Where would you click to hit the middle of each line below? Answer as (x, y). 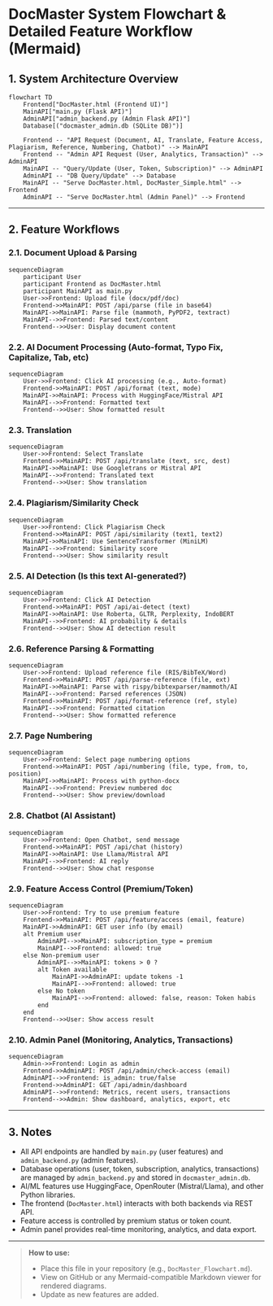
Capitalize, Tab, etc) (49, 357)
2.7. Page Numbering (50, 736)
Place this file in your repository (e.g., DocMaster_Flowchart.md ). (147, 1269)
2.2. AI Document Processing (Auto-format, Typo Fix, (116, 347)
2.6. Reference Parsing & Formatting (81, 649)
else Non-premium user (61, 956)
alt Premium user (52, 934)
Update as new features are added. (100, 1295)
